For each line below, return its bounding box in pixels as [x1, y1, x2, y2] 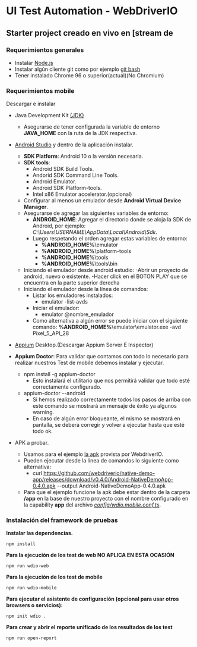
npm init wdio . [6, 613, 46, 620]
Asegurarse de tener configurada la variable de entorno [23, 123, 160, 130]
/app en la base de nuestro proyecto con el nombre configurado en [23, 495, 189, 502]
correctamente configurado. [32, 383, 102, 390]
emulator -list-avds [41, 298, 88, 305]
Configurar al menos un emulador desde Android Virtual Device [23, 197, 182, 204]
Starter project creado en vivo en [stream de [6, 28, 173, 38]
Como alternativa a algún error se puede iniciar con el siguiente [32, 317, 188, 324]
